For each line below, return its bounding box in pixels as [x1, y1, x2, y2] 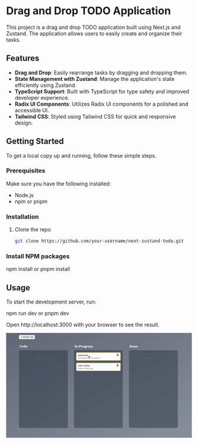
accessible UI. [14, 106, 49, 113]
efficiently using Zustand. [14, 81, 77, 89]
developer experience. [14, 94, 70, 101]
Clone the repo [14, 226, 51, 233]
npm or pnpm [14, 198, 48, 205]
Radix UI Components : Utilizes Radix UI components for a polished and [14, 100, 189, 107]
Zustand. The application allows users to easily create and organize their [6, 30, 183, 37]
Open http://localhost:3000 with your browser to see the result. [6, 321, 160, 328]
